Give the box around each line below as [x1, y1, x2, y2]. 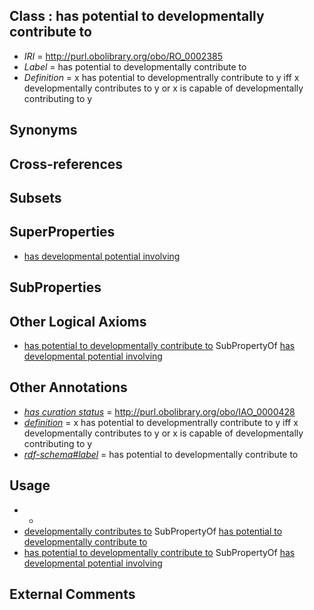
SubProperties [9, 279, 102, 296]
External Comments [9, 586, 136, 603]
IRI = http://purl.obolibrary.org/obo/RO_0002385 [23, 50, 224, 62]
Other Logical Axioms [9, 313, 147, 330]
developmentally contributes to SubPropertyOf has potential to [23, 525, 283, 537]
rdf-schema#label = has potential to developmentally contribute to [23, 448, 299, 460]
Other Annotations [9, 379, 128, 396]
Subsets [9, 189, 62, 206]
